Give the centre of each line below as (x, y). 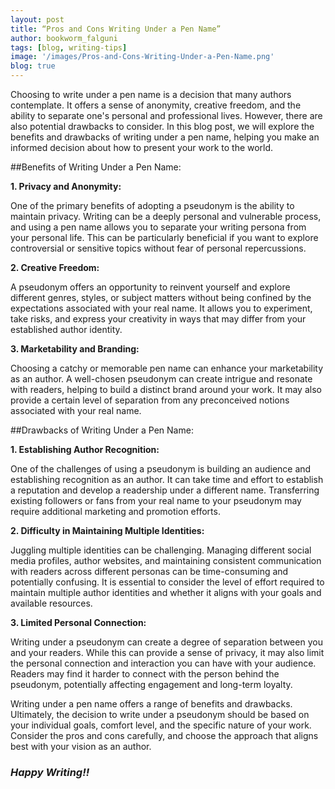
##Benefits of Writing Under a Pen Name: (96, 167)
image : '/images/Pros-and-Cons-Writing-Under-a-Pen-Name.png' (142, 57)
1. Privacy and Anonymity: (66, 186)
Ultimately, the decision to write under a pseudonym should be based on (160, 714)
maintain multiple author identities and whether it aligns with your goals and (166, 592)
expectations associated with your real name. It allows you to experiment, (161, 308)
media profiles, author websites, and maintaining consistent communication (166, 560)
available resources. (51, 603)
